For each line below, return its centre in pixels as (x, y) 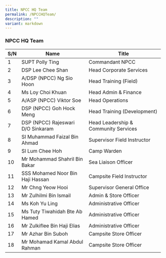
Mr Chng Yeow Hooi (45, 187)
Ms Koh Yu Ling (40, 203)
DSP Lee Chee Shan (45, 70)
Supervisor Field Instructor (120, 140)
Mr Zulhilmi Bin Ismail (46, 195)
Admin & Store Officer (114, 195)
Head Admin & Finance (115, 92)
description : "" (22, 19)
